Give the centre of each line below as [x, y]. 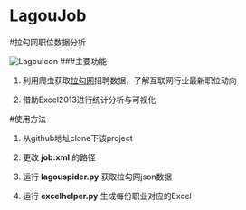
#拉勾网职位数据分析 [47, 42]
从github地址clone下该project [77, 138]
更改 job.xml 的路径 [59, 157]
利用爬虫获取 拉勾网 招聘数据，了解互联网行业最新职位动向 [129, 80]
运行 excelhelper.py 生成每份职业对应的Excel [107, 196]
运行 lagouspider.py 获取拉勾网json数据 [97, 177]
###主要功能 [84, 61]
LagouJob [48, 16]
